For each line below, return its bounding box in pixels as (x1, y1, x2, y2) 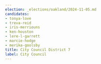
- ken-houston (5, 29, 34, 34)
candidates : (5, 12, 29, 16)
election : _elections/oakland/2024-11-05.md (5, 7, 97, 12)
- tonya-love (5, 16, 32, 21)
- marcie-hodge (5, 38, 36, 43)
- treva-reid (5, 20, 32, 26)
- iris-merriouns (5, 25, 40, 30)
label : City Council (5, 51, 47, 57)
